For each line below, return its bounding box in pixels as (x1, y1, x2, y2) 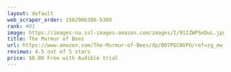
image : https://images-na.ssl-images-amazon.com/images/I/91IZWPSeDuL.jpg (7, 29, 226, 36)
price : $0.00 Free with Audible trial (7, 55, 118, 62)
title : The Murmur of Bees (7, 36, 85, 43)
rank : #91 (7, 23, 36, 29)
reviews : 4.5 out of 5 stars (7, 49, 91, 56)
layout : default (7, 10, 54, 17)
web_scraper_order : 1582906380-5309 (7, 16, 112, 23)
